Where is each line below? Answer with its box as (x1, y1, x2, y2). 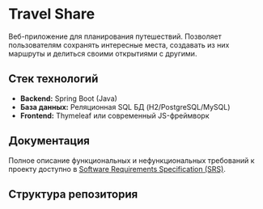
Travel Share (8, 5, 95, 23)
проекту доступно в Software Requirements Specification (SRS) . (8, 164, 227, 173)
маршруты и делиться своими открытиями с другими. (8, 48, 197, 58)
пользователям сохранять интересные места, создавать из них (8, 40, 230, 49)
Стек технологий (8, 72, 99, 86)
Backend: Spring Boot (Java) (19, 94, 117, 103)
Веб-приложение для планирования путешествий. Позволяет (8, 31, 222, 41)
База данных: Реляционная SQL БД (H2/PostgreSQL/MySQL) (19, 102, 231, 111)
